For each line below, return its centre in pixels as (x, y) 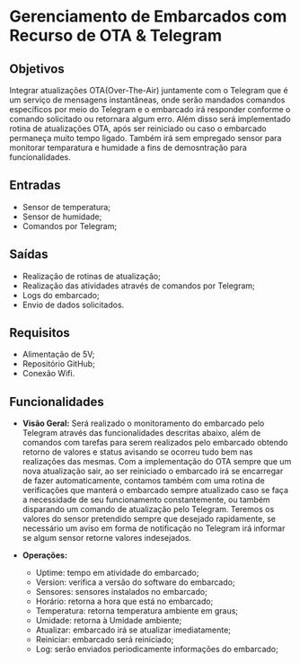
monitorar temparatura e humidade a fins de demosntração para (128, 147)
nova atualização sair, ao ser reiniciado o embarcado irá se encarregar (153, 471)
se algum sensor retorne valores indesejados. (106, 538)
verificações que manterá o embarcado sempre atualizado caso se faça (155, 491)
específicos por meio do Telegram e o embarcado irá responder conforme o (150, 109)
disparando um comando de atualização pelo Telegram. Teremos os (148, 509)
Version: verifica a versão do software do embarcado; (135, 582)
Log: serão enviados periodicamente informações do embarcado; (157, 650)
